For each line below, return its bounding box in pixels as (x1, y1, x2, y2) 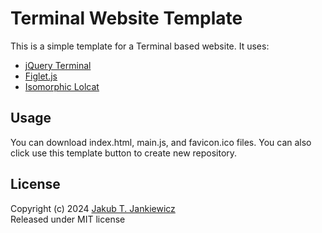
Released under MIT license (10, 213, 126, 225)
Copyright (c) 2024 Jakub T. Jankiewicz (10, 202, 176, 214)
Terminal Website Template (10, 7, 243, 30)
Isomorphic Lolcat (24, 80, 100, 92)
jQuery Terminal (24, 59, 92, 71)
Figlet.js (24, 70, 58, 82)
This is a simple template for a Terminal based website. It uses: (10, 40, 270, 52)
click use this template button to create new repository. (10, 147, 238, 159)
